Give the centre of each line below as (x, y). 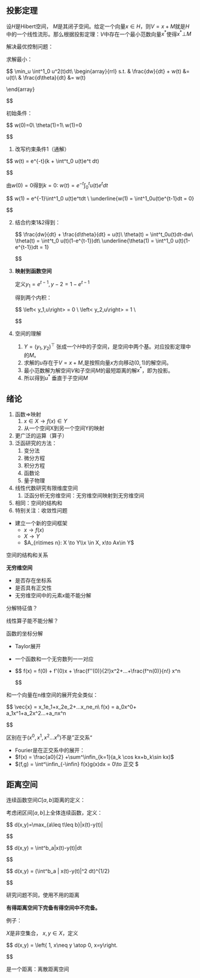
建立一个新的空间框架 (41, 523)
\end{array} (21, 89)
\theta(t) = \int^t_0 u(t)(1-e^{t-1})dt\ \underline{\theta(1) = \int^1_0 (94, 241)
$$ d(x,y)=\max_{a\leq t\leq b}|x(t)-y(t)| (55, 825)
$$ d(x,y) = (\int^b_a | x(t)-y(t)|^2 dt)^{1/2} (58, 871)
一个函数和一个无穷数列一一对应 (54, 659)
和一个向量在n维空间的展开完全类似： (52, 695)
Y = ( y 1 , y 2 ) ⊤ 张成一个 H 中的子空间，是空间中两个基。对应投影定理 (105, 347)
